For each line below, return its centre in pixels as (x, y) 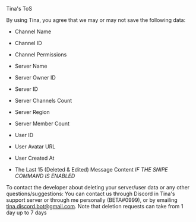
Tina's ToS (19, 9)
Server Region (32, 112)
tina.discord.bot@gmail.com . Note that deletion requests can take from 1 (95, 206)
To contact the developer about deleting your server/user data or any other (98, 187)
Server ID (26, 89)
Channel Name (33, 31)
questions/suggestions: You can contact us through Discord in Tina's (91, 194)
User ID (24, 135)
